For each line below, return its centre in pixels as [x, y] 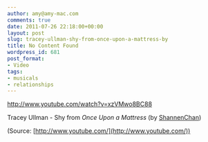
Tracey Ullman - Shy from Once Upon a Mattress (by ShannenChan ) [104, 118]
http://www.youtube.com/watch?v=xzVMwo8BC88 [80, 104]
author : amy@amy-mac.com [43, 14]
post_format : [26, 59]
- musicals [23, 78]
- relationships [30, 85]
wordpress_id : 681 [34, 53]
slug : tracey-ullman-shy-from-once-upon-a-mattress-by [88, 39]
